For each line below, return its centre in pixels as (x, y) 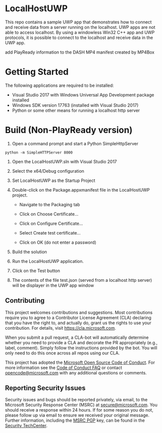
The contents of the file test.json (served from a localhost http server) (82, 280)
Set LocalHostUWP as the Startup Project (54, 180)
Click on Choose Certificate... (49, 214)
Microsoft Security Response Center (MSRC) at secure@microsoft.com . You (81, 405)
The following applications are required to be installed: (60, 85)
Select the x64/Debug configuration (48, 171)
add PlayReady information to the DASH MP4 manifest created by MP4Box (80, 52)
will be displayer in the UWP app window (53, 285)
